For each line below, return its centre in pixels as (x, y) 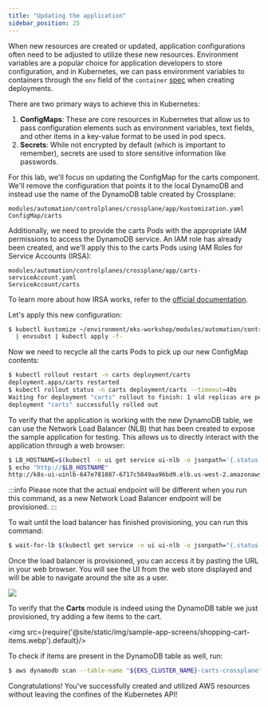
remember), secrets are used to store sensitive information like (123, 153)
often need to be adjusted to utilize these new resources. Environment (124, 54)
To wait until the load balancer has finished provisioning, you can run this (128, 523)
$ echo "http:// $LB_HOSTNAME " (59, 468)
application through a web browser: (67, 445)
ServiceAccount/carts (44, 284)
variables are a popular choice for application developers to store (116, 63)
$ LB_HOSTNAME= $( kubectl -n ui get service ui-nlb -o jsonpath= (117, 460)
